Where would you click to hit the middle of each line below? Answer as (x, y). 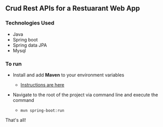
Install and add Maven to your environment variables (68, 75)
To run (14, 63)
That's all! (16, 120)
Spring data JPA (30, 45)
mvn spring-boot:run (42, 110)
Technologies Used (30, 23)
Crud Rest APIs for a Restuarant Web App (73, 8)
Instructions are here (42, 84)
